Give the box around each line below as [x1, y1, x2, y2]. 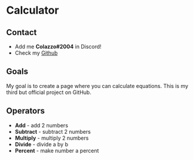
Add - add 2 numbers [14, 121, 69, 128]
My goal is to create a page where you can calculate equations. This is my [6, 82, 189, 89]
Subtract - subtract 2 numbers [14, 128, 91, 135]
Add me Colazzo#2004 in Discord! [14, 43, 101, 50]
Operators [6, 106, 45, 116]
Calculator [6, 4, 59, 17]
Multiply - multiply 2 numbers [14, 134, 89, 142]
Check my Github [14, 49, 58, 57]
